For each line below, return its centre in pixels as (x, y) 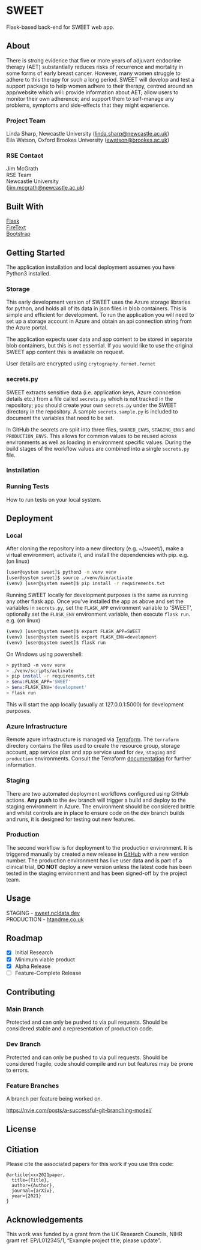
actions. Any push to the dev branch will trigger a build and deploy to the (96, 800)
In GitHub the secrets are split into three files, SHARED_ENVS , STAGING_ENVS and (100, 429)
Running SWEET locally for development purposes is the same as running (97, 595)
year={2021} (27, 1196)
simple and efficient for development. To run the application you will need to (100, 315)
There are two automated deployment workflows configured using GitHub (97, 793)
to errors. (18, 1070)
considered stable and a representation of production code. (80, 1029)
